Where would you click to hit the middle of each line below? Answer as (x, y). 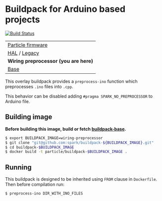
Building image (29, 117)
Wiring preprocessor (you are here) (50, 61)
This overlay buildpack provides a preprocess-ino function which (71, 81)
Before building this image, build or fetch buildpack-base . (66, 129)
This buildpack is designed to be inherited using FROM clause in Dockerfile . (81, 179)
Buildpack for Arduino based (65, 9)
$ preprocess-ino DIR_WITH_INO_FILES (44, 194)
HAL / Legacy (24, 53)
